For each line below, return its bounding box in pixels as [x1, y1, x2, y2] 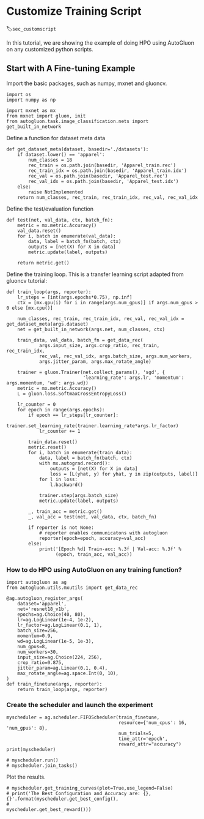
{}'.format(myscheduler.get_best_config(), [6, 796, 119, 802]
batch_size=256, [17, 627, 59, 634]
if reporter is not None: [28, 525, 95, 531]
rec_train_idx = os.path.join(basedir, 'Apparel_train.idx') [28, 167, 188, 174]
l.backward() [49, 482, 84, 488]
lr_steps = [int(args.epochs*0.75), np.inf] [17, 294, 133, 301]
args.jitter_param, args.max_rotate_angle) [38, 358, 151, 365]
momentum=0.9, [17, 633, 53, 639]
